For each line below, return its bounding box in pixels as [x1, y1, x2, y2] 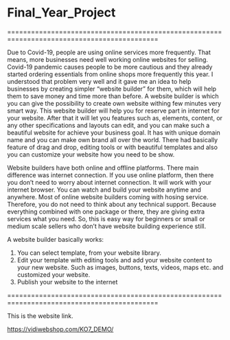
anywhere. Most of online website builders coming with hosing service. [7, 192, 209, 201]
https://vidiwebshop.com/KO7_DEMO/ [7, 325, 114, 333]
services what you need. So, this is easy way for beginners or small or [7, 214, 206, 223]
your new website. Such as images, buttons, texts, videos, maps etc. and [16, 263, 224, 271]
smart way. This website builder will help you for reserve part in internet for [7, 106, 220, 115]
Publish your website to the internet [16, 277, 118, 286]
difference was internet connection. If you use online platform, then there [7, 170, 214, 179]
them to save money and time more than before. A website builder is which [7, 91, 219, 100]
